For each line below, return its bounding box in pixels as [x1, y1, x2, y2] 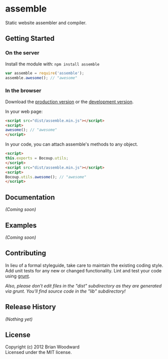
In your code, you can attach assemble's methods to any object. [5, 141, 138, 148]
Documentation [5, 193, 55, 201]
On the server [5, 49, 40, 56]
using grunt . [5, 273, 30, 279]
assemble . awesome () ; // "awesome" [5, 75, 78, 81]
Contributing [5, 249, 46, 257]
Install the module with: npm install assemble [5, 61, 100, 67]
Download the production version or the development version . [5, 99, 134, 105]
